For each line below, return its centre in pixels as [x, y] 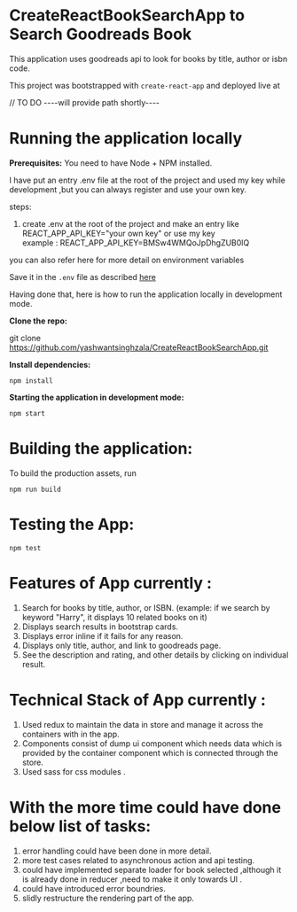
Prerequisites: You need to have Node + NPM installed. [111, 163]
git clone [25, 338]
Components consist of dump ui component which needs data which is [152, 743]
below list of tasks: [80, 826]
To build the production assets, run [73, 473]
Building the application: [101, 449]
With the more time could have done [145, 807]
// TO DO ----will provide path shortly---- [85, 102]
